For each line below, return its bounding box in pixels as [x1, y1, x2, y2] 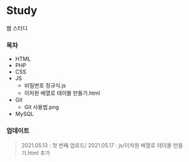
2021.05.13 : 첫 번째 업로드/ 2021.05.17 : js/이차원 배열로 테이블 [21, 141, 172, 149]
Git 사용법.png [24, 104, 60, 111]
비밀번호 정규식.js [24, 82, 66, 89]
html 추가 [27, 149, 50, 157]
